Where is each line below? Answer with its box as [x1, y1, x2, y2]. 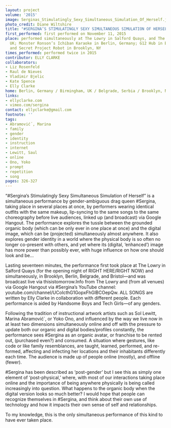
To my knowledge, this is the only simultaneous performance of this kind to [5, 412, 163, 418]
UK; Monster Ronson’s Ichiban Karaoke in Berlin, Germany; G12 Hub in [10, 41, 163, 46]
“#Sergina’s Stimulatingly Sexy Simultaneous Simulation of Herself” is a [5, 193, 155, 199]
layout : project [5, 7, 40, 13]
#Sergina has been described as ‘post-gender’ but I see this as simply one [5, 369, 161, 375]
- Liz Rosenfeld [5, 64, 40, 70]
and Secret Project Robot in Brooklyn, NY [10, 46, 101, 51]
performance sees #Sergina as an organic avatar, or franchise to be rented [5, 332, 162, 338]
